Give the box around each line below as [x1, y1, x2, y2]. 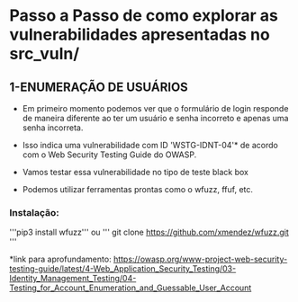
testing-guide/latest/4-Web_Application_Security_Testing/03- [9, 263, 237, 274]
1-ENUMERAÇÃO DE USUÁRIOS [9, 79, 189, 94]
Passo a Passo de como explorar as [9, 5, 279, 26]
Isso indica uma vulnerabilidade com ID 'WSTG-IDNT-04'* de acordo [22, 140, 279, 150]
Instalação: [9, 206, 60, 218]
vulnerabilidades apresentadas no [9, 24, 270, 45]
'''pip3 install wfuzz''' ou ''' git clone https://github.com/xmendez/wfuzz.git [9, 226, 290, 238]
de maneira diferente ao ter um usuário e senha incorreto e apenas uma [22, 113, 289, 123]
